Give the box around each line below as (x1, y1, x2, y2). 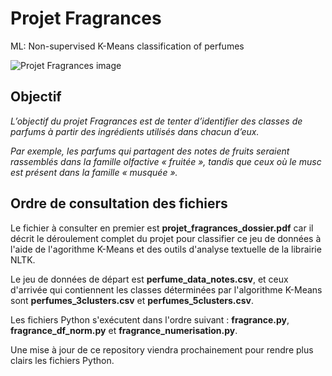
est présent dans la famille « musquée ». (10, 166, 178, 178)
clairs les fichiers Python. (10, 354, 115, 366)
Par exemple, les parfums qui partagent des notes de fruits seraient (10, 145, 290, 157)
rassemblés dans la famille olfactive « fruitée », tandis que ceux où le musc (10, 155, 322, 167)
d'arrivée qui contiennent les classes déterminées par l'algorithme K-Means (10, 283, 323, 296)
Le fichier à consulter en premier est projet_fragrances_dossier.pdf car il (10, 222, 314, 234)
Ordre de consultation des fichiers (10, 195, 228, 212)
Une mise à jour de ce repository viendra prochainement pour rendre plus (10, 343, 314, 356)
